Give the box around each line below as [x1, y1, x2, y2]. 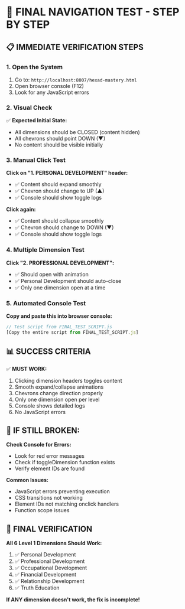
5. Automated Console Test [6, 299, 86, 307]
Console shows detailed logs [14, 402, 86, 409]
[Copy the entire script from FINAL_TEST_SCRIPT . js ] [6, 329, 139, 336]
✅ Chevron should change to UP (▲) [14, 187, 105, 194]
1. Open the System [6, 63, 63, 71]
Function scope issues [14, 507, 70, 514]
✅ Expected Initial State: [6, 117, 67, 124]
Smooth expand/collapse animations [14, 383, 104, 390]
